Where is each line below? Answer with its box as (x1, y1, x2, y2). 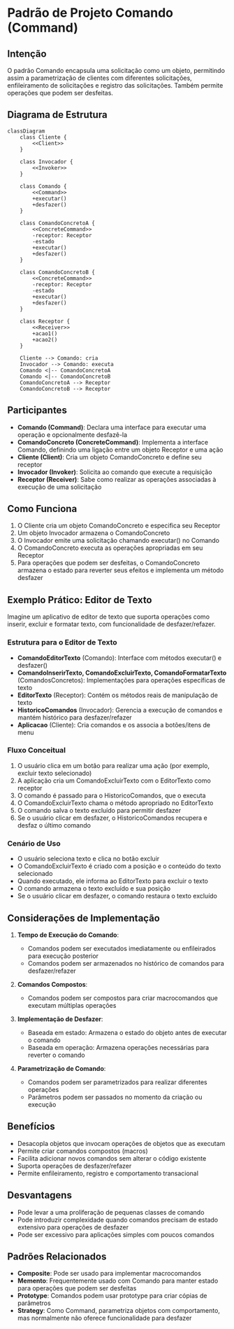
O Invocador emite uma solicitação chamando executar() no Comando (17, 537, 220, 545)
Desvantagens (7, 1189, 72, 1201)
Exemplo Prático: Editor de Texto (7, 594, 152, 606)
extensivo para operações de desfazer (17, 1222, 129, 1232)
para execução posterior (27, 952, 99, 960)
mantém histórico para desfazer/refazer (17, 713, 133, 722)
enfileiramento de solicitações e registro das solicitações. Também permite (7, 81, 224, 89)
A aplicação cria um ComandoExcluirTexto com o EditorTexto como (17, 776, 211, 785)
